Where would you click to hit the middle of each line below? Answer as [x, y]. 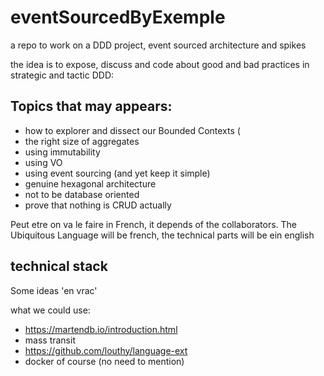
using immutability [62, 152]
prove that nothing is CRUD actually [98, 205]
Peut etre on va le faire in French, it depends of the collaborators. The [154, 224]
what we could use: [50, 310]
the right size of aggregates [82, 141]
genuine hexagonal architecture [90, 183]
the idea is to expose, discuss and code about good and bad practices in [160, 64]
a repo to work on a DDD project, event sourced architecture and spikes [158, 45]
